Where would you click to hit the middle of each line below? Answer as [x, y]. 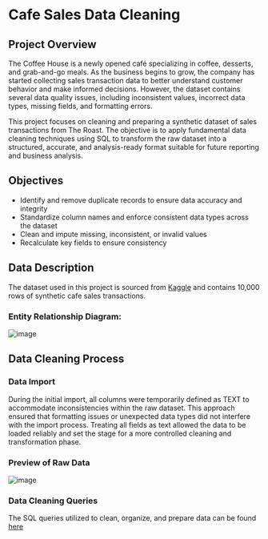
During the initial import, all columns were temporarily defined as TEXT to [129, 399]
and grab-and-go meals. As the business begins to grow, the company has [132, 72]
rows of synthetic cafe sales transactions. [77, 296]
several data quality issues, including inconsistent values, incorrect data [127, 97]
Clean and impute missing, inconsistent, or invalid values [113, 234]
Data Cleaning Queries [53, 501]
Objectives [36, 181]
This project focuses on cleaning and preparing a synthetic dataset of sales [133, 121]
